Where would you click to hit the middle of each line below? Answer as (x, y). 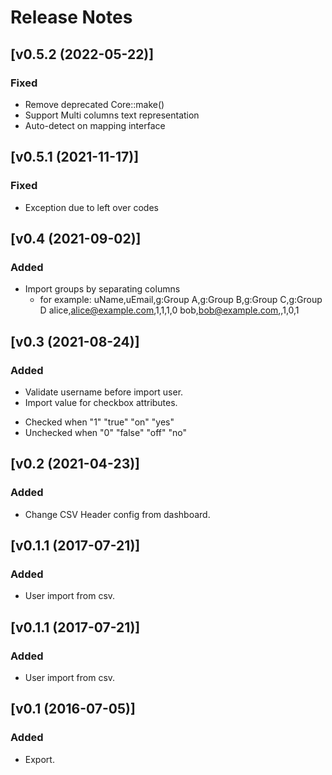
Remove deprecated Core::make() (94, 104)
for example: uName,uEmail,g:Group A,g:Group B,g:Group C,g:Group (181, 300)
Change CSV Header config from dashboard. (117, 514)
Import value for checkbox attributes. (101, 402)
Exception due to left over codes (91, 207)
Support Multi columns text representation (112, 115)
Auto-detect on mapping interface (95, 125)
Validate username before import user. (104, 392)
